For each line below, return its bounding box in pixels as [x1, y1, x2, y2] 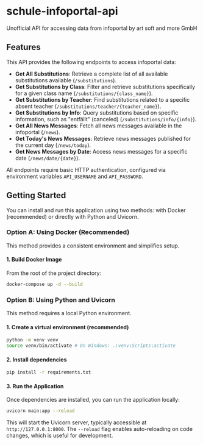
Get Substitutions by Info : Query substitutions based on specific [15, 109, 179, 116]
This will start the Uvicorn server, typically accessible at [6, 419, 147, 426]
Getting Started [6, 190, 66, 201]
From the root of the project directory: [6, 269, 102, 277]
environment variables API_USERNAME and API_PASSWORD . [6, 173, 143, 180]
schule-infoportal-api [6, 4, 118, 18]
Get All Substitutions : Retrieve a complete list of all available [15, 70, 168, 77]
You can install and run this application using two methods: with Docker [6, 206, 186, 214]
